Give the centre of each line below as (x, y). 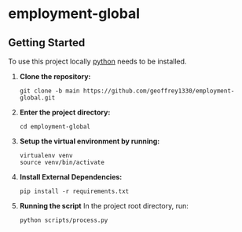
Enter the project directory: (65, 112)
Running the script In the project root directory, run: (104, 206)
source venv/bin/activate (62, 162)
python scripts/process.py (64, 220)
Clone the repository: (55, 76)
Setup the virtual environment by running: (90, 141)
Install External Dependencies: (71, 177)
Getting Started (47, 43)
